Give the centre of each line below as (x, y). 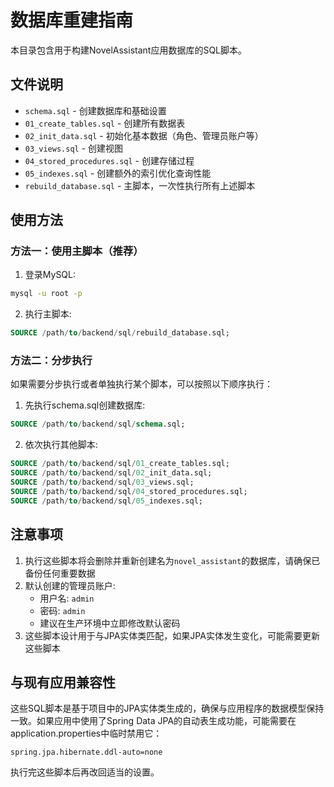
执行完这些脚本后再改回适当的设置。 (85, 772)
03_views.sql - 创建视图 (74, 148)
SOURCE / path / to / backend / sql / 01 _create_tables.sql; (120, 464)
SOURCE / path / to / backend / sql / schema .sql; (98, 424)
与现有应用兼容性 (63, 682)
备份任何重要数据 (60, 573)
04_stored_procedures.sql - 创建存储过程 (109, 160)
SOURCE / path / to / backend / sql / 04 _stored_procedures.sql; (129, 491)
